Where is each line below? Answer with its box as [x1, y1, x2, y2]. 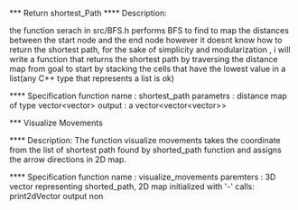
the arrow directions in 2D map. [9, 154, 126, 165]
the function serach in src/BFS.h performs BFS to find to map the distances [9, 25, 289, 35]
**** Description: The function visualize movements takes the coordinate [9, 135, 281, 145]
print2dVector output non [9, 191, 104, 201]
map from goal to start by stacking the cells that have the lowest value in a [9, 63, 286, 74]
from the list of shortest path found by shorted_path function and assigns [9, 144, 282, 155]
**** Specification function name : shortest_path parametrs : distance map [9, 90, 287, 101]
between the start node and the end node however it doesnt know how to [9, 35, 283, 45]
